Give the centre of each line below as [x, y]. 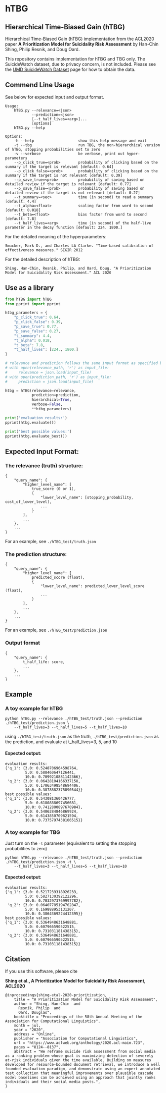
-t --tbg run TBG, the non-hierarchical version [87, 145]
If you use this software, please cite [41, 971]
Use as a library [30, 288]
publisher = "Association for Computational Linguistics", [76, 1038]
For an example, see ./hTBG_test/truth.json [51, 542]
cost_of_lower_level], [28, 502]
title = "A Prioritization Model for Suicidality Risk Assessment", [86, 999]
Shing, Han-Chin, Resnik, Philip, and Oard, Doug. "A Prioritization [78, 268]
